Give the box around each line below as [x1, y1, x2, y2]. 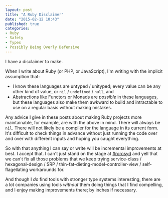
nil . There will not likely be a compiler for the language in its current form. [5, 125, 158, 131]
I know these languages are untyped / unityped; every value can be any [12, 83, 161, 89]
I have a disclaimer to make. [5, 58, 63, 64]
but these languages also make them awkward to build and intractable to [12, 99, 163, 105]
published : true [5, 21, 39, 27]
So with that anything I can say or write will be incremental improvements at [5, 145, 162, 151]
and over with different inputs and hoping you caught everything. [5, 135, 139, 141]
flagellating [5, 166, 29, 172]
